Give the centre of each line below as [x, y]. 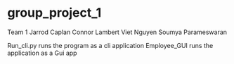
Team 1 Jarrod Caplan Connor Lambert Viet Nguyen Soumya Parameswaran [117, 32]
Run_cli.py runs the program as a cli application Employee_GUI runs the [110, 45]
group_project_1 [54, 13]
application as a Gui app [42, 53]
